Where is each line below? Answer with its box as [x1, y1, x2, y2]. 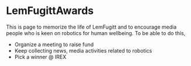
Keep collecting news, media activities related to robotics [14, 47, 152, 54]
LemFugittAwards [6, 4, 94, 18]
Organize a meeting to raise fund [14, 41, 94, 48]
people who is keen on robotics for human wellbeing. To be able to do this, [6, 29, 186, 36]
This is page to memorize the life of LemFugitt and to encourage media [6, 23, 177, 30]
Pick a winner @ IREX [14, 53, 67, 60]
